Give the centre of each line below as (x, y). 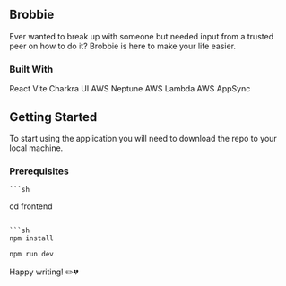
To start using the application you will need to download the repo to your (143, 138)
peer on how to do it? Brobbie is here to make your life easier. (122, 46)
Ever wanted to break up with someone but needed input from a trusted (142, 36)
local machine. (36, 148)
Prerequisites (39, 171)
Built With (31, 69)
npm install (31, 238)
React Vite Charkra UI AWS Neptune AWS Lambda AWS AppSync (130, 89)
